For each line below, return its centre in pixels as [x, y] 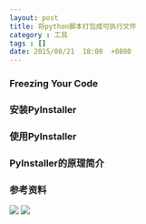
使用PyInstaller [43, 136]
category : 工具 [39, 35]
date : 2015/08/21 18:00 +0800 [70, 52]
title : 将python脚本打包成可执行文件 [73, 26]
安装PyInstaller [43, 109]
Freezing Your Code [54, 84]
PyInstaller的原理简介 [57, 163]
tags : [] [28, 43]
